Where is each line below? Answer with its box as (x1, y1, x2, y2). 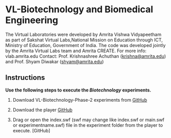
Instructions (5, 73, 45, 82)
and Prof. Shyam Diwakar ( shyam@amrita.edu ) (5, 58, 104, 64)
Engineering (5, 14, 58, 26)
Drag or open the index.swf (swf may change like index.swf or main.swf (12, 117, 165, 123)
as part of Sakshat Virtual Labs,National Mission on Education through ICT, (5, 37, 163, 43)
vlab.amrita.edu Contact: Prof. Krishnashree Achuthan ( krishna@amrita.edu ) (5, 53, 166, 59)
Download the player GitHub (12, 106, 73, 113)
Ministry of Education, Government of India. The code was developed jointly (5, 42, 166, 48)
